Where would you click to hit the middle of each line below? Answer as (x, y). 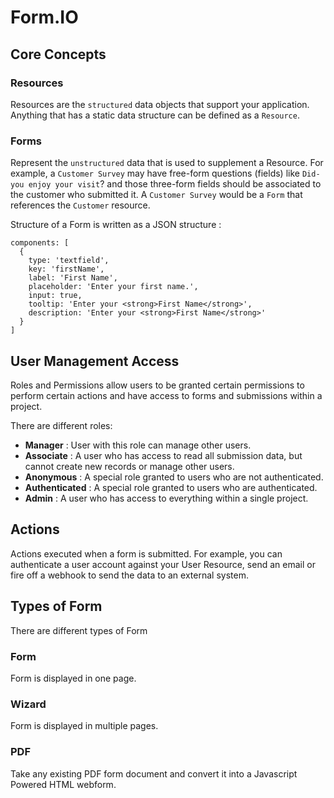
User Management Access (95, 361)
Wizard (28, 704)
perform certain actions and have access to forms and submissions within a (166, 395)
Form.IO (44, 17)
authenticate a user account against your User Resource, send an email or (163, 564)
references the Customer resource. (80, 205)
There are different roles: (61, 425)
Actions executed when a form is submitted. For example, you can (146, 553)
